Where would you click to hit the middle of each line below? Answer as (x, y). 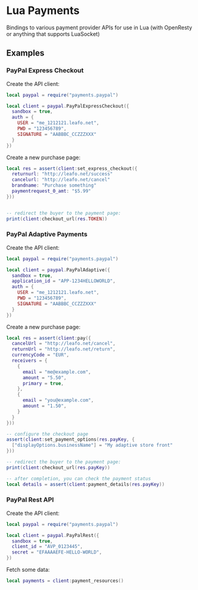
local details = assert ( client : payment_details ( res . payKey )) (86, 484)
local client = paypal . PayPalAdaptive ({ (58, 270)
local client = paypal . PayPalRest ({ (53, 535)
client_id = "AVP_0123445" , (48, 547)
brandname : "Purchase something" (54, 186)
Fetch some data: (28, 570)
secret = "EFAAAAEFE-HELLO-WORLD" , (57, 552)
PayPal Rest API (30, 500)
